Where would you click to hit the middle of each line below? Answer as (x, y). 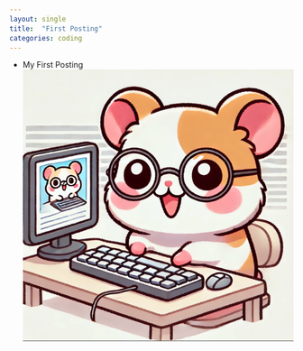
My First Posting (53, 65)
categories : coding (46, 38)
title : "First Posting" (56, 28)
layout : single (38, 19)
